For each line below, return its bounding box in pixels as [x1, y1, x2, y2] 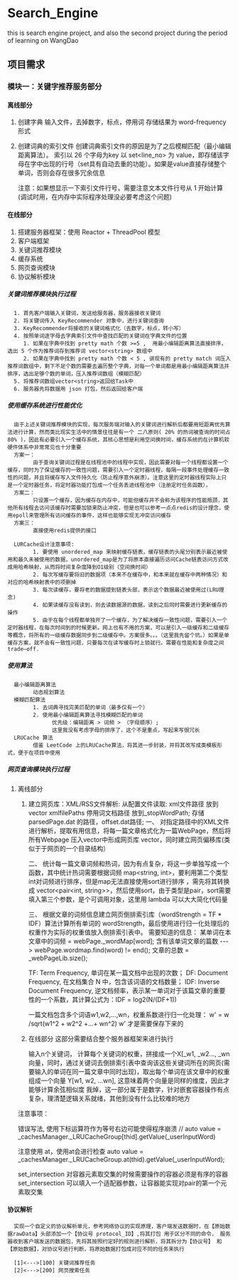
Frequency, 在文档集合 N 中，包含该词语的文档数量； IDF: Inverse [28, 977, 220, 986]
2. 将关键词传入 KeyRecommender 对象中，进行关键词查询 [13, 317, 165, 324]
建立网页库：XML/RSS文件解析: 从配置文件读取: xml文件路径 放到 [28, 800, 219, 808]
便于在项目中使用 [17, 749, 60, 756]
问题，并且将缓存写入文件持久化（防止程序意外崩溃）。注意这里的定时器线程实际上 [17, 474, 222, 481]
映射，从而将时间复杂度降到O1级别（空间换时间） [28, 563, 151, 571]
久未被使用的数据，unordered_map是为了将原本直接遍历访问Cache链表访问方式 [23, 556, 224, 563]
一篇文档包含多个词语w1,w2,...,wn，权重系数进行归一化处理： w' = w [28, 1010, 229, 1018]
